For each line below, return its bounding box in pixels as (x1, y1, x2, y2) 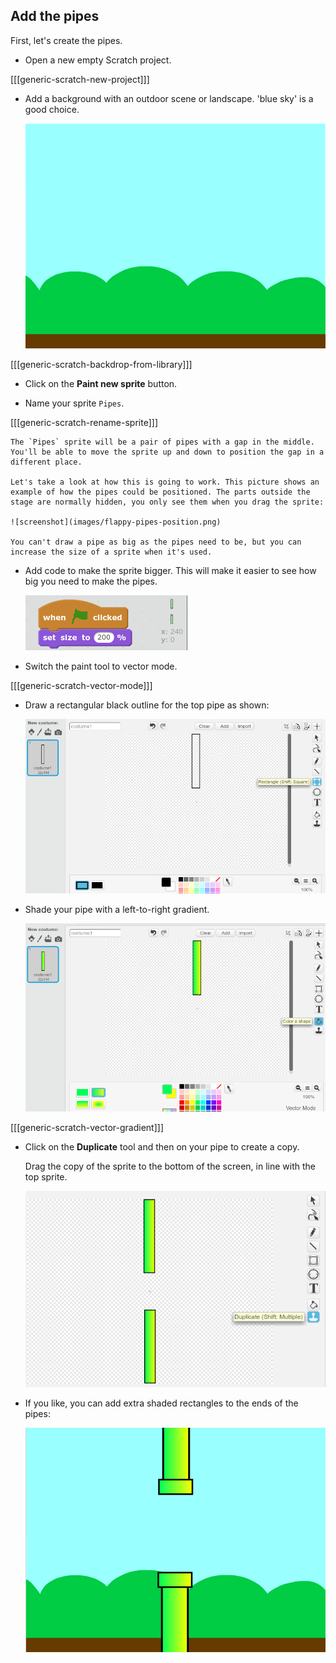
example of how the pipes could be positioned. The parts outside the (10, 487, 311, 497)
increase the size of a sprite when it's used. (10, 547, 213, 557)
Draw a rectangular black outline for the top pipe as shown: (24, 699, 270, 711)
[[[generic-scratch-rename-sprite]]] (10, 416, 158, 428)
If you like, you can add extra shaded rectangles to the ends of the (24, 1397, 299, 1409)
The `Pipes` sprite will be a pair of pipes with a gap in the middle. (10, 437, 315, 447)
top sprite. (24, 1171, 68, 1183)
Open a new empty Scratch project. (24, 54, 172, 66)
